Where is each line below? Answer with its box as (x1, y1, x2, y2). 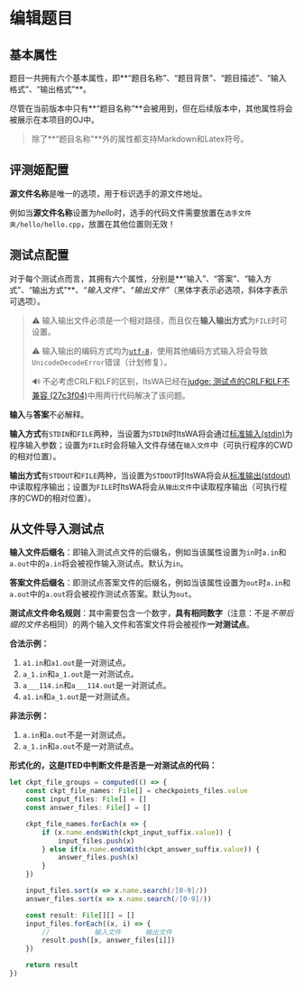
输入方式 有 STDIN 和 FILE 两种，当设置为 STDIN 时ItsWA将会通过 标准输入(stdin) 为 (9, 428, 293, 438)
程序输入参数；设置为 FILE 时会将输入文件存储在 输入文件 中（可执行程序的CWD (9, 439, 293, 450)
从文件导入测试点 (9, 521, 105, 537)
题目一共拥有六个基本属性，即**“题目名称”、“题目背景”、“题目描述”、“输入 (9, 73, 287, 83)
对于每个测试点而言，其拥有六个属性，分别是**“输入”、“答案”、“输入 (9, 272, 264, 284)
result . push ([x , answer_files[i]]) (41, 935, 176, 945)
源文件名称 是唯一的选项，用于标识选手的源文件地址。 (9, 188, 207, 198)
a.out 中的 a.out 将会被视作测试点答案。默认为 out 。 (9, 588, 197, 600)
